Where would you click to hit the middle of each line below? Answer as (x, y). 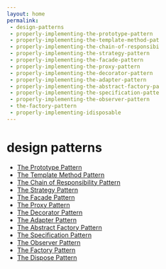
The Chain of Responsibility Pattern (69, 182)
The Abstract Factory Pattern (59, 227)
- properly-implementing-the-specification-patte (84, 93)
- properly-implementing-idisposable (65, 113)
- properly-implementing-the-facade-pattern (76, 60)
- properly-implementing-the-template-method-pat (84, 40)
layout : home (26, 14)
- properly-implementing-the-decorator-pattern (81, 73)
